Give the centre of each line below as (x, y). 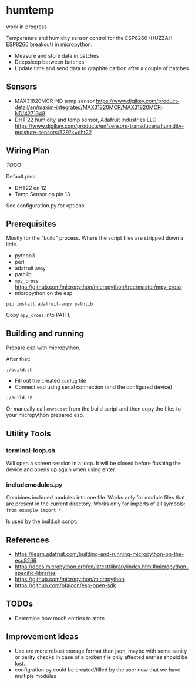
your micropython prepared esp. (45, 415)
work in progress (26, 27)
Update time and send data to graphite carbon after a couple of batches (102, 68)
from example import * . (35, 510)
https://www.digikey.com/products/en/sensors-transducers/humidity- (99, 126)
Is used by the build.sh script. (42, 521)
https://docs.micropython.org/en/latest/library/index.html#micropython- (102, 567)
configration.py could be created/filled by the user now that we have (97, 670)
